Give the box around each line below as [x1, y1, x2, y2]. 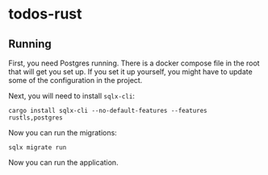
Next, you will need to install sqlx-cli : [8, 91, 136, 101]
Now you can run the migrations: [8, 128, 117, 137]
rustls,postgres [8, 114, 63, 122]
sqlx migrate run [8, 144, 67, 152]
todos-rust [8, 5, 82, 23]
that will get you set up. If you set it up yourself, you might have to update [8, 67, 253, 77]
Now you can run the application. [8, 158, 119, 167]
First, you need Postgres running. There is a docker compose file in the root [8, 58, 260, 68]
